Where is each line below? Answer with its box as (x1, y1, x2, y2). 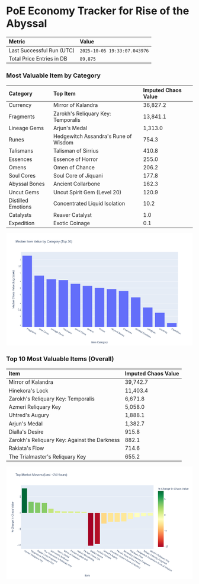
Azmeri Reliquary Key (8, 403, 61, 411)
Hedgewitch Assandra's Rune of (53, 132, 132, 140)
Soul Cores (8, 172, 36, 179)
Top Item (53, 90, 76, 97)
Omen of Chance (53, 163, 95, 171)
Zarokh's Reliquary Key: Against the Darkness (8, 437, 120, 444)
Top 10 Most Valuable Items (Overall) (6, 355, 114, 363)
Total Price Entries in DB (8, 55, 68, 62)
